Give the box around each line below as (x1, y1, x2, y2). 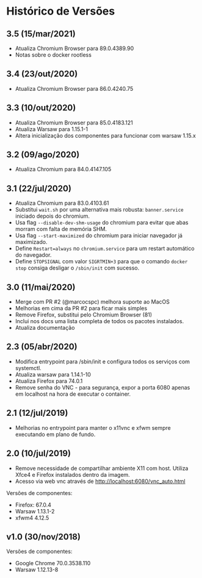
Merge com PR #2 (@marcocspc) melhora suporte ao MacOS (15, 298, 170, 305)
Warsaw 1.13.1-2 (15, 507, 55, 515)
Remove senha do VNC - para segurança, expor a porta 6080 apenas (15, 384, 190, 391)
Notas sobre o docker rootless (15, 51, 92, 59)
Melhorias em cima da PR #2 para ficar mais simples (15, 305, 148, 312)
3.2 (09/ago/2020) (6, 149, 80, 160)
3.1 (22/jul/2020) (6, 183, 72, 193)
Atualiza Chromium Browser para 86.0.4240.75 (15, 85, 134, 92)
